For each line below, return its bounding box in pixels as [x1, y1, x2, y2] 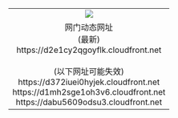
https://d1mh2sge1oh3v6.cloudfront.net [12, 86, 166, 97]
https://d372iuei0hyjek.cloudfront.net [18, 76, 160, 87]
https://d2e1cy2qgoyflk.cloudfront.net [16, 44, 162, 55]
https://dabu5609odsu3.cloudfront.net [15, 96, 163, 108]
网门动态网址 [64, 22, 114, 33]
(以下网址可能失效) [53, 66, 124, 77]
